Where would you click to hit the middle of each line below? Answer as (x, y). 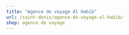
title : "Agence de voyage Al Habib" (51, 12)
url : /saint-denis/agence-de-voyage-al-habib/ (65, 17)
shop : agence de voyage (36, 23)
